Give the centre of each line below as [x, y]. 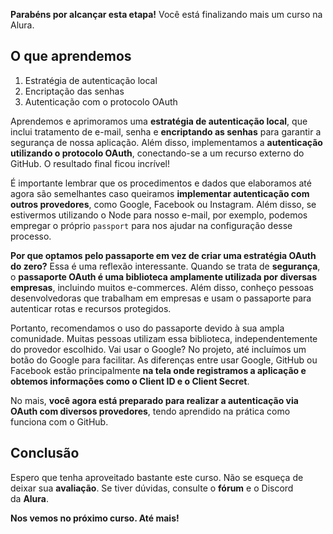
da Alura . [30, 498]
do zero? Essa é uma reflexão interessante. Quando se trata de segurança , [165, 266]
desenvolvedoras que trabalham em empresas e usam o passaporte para [161, 298]
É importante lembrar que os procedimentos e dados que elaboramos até [161, 183]
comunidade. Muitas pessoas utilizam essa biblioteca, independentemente [164, 338]
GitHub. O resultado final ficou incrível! [90, 163]
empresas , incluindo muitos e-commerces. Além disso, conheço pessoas [162, 287]
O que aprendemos [71, 56]
